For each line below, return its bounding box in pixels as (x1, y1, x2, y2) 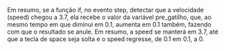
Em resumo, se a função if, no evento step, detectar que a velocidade (7, 6, 204, 14)
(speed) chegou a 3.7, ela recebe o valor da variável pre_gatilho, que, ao (7, 13, 212, 21)
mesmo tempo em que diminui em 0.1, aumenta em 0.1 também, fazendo (7, 21, 212, 28)
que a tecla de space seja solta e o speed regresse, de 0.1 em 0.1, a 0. (7, 35, 205, 43)
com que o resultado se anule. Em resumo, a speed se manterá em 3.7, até (7, 27, 219, 36)
